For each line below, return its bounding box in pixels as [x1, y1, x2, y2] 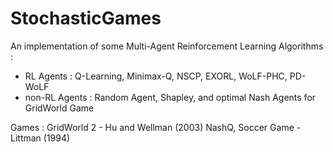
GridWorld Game [24, 102, 95, 114]
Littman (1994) [10, 132, 71, 144]
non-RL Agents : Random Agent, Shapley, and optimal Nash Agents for [24, 91, 317, 103]
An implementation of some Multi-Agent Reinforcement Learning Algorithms [10, 40, 324, 52]
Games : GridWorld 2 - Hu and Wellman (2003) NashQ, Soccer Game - [10, 121, 302, 133]
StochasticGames [10, 7, 162, 30]
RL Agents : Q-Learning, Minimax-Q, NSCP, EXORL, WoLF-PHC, [24, 70, 288, 82]
